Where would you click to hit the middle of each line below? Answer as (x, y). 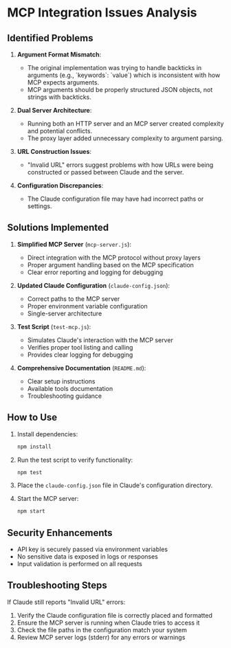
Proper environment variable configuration (87, 306)
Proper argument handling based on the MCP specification (111, 265)
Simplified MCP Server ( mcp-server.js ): (74, 244)
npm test (30, 472)
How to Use (32, 417)
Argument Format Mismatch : (59, 54)
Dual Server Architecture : (54, 110)
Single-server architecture (65, 313)
